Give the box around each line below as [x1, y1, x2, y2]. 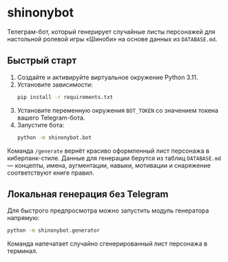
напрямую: [7, 214, 40, 222]
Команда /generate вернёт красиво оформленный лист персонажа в [7, 146, 210, 155]
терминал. [7, 247, 38, 255]
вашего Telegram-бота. [17, 113, 85, 122]
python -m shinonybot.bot [17, 134, 92, 141]
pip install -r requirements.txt [17, 94, 114, 100]
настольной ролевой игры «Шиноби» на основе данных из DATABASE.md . [7, 34, 218, 43]
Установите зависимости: [17, 80, 93, 89]
